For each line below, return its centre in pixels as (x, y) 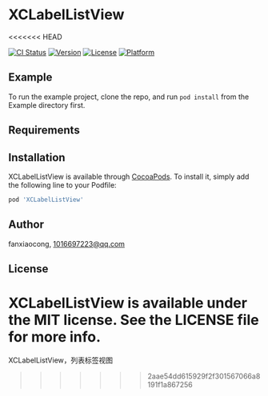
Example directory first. (47, 105)
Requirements (44, 131)
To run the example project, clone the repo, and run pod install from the (129, 97)
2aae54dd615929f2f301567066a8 (204, 376)
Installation (37, 157)
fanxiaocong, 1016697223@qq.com (67, 244)
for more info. (55, 337)
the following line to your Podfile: (63, 184)
